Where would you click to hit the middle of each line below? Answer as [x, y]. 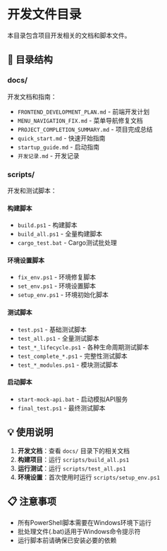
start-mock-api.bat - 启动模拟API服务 [73, 399]
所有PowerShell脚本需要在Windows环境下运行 [84, 523]
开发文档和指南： [32, 97]
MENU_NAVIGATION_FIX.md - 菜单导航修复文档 [80, 120]
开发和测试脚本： [32, 190]
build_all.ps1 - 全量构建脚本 [60, 234]
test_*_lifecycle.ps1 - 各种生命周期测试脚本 [83, 347]
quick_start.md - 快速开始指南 [61, 138]
